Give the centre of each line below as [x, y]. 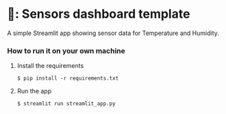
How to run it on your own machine [66, 51]
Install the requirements [50, 66]
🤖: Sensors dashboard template [99, 14]
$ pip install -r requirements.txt [68, 78]
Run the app [34, 91]
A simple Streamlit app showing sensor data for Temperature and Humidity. [113, 33]
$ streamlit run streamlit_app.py [66, 104]
